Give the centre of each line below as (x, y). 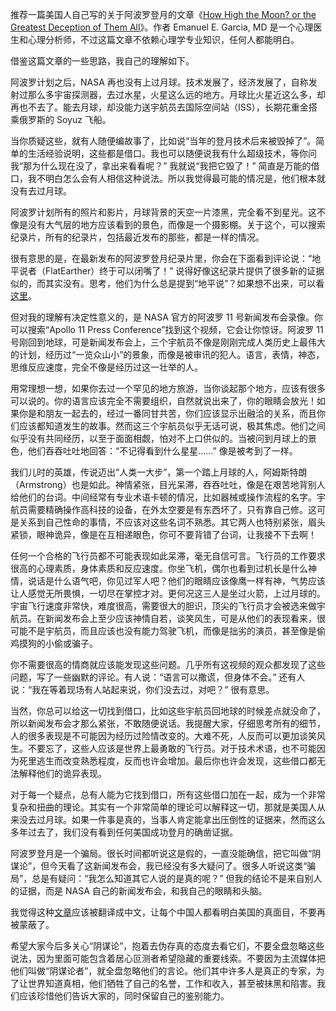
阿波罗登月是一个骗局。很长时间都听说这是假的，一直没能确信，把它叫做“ (161, 853)
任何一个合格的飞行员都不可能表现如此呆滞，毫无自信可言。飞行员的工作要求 (168, 556)
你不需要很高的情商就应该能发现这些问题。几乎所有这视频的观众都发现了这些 (168, 664)
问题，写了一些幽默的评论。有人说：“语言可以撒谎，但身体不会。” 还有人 (158, 677)
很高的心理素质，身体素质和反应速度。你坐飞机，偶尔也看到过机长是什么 (159, 568)
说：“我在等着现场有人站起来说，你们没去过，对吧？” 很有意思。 (142, 689)
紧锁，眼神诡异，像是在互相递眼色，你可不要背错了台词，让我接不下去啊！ (163, 534)
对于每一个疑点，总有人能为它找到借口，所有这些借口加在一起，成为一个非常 (168, 794)
